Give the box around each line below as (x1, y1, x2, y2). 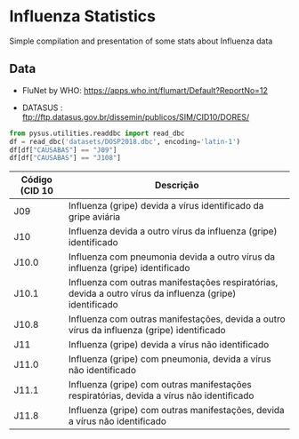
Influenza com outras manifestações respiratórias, (68, 276, 279, 289)
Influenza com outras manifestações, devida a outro (68, 313, 287, 325)
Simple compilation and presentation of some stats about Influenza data (9, 36, 273, 46)
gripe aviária (68, 211, 121, 223)
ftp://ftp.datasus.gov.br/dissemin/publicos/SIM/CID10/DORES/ (21, 111, 250, 122)
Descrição (154, 180, 199, 192)
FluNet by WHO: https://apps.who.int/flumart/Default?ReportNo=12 (21, 84, 269, 95)
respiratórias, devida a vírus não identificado (68, 389, 255, 402)
